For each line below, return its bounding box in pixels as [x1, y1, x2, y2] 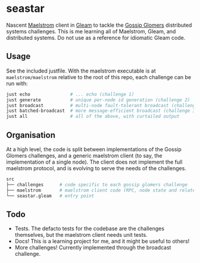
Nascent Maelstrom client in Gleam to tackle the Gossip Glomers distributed [6, 21, 192, 29]
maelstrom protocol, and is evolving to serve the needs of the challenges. [6, 164, 186, 171]
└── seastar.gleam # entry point [6, 193, 95, 199]
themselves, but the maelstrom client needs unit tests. [14, 231, 148, 239]
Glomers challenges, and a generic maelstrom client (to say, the [6, 152, 162, 159]
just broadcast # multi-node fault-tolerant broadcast [6, 102, 169, 108]
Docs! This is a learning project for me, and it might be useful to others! [14, 237, 190, 245]
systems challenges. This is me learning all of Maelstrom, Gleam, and [6, 27, 176, 35]
